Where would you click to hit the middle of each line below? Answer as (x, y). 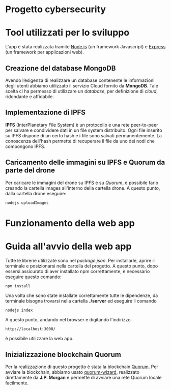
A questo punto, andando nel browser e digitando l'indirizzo (68, 320)
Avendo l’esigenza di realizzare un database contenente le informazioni (80, 80)
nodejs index (19, 310)
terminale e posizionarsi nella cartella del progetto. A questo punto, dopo (82, 266)
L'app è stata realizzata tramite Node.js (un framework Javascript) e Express (85, 47)
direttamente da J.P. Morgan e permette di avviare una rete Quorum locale (83, 378)
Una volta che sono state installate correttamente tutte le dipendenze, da (82, 295)
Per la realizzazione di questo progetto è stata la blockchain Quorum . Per (82, 367)
